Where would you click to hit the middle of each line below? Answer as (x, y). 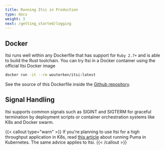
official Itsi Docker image (30, 66)
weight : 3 (15, 19)
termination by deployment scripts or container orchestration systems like (80, 117)
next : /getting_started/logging (38, 23)
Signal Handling (30, 100)
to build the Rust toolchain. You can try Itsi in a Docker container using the (80, 61)
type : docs (16, 14)
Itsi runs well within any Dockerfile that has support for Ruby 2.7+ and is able (83, 55)
